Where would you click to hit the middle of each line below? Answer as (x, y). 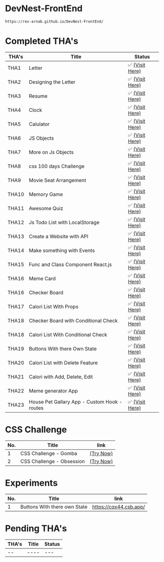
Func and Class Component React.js (71, 264)
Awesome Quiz (46, 208)
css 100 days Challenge (57, 166)
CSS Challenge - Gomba (49, 453)
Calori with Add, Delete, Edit (61, 376)
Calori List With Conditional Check (68, 334)
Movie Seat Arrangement (58, 180)
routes (36, 408)
